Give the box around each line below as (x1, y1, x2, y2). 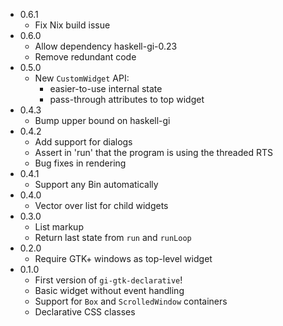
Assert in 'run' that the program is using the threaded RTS (34, 147, 273, 158)
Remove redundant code (34, 51, 137, 63)
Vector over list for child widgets (34, 200, 169, 211)
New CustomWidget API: (34, 72, 130, 84)
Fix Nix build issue (34, 19, 111, 31)
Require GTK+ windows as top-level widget (34, 253, 213, 264)
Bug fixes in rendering (34, 157, 127, 169)
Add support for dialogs (34, 136, 133, 148)
